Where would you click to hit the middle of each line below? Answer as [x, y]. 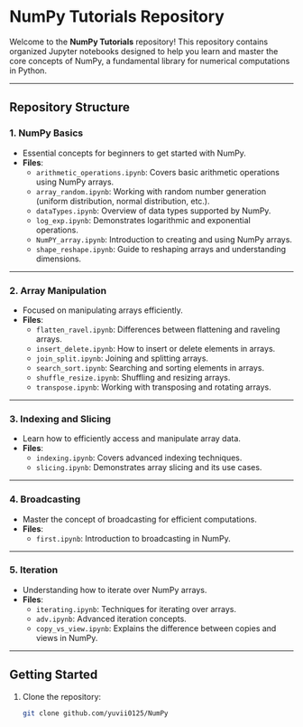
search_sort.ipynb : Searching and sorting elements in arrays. [150, 367]
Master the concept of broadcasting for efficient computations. [139, 519]
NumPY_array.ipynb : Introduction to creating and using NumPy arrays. [164, 239]
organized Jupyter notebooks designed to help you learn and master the [144, 51]
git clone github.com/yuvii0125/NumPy [95, 713]
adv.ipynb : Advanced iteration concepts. [111, 618]
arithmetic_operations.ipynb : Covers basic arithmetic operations [157, 172]
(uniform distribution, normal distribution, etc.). [123, 201]
